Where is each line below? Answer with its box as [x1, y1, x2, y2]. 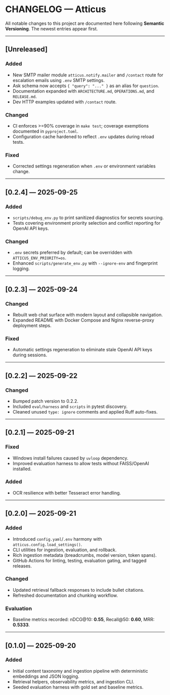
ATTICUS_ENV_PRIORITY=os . [12, 255, 67, 261]
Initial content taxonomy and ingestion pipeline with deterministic [12, 668, 148, 674]
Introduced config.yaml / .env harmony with [12, 536, 102, 542]
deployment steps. [12, 322, 52, 329]
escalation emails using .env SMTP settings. [12, 77, 105, 83]
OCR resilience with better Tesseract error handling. [12, 489, 121, 496]
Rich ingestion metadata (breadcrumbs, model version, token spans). [12, 552, 157, 558]
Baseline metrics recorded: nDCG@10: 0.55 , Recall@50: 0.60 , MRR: [12, 617, 155, 623]
